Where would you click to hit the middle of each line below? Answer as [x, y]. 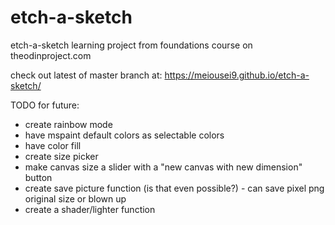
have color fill [53, 145]
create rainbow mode [68, 124]
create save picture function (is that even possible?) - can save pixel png [174, 188]
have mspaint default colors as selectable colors [124, 135]
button [38, 177]
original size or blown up [75, 198]
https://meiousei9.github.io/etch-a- [237, 75]
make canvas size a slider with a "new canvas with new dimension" [163, 167]
